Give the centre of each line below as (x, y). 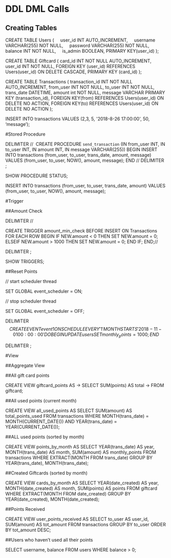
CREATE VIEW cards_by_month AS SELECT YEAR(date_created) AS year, (82, 483)
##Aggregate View (25, 365)
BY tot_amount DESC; (28, 530)
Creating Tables (31, 28)
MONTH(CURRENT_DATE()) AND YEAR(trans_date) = (61, 421)
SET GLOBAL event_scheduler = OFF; (45, 311)
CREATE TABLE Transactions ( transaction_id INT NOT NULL (69, 82)
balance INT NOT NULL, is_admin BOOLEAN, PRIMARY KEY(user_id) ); (82, 51)
